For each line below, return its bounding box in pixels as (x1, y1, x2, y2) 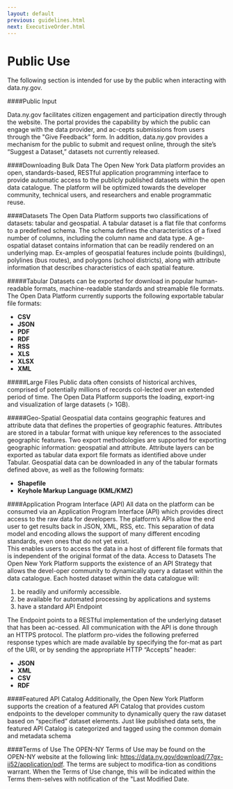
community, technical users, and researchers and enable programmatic (7, 191, 212, 199)
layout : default (7, 10, 54, 17)
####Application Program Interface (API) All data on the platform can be (7, 500, 215, 509)
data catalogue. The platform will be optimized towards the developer (7, 183, 207, 192)
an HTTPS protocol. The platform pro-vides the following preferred (7, 631, 199, 639)
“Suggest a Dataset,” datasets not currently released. (7, 148, 160, 156)
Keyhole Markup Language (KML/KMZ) (17, 487, 134, 495)
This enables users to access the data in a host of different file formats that (7, 544, 223, 553)
